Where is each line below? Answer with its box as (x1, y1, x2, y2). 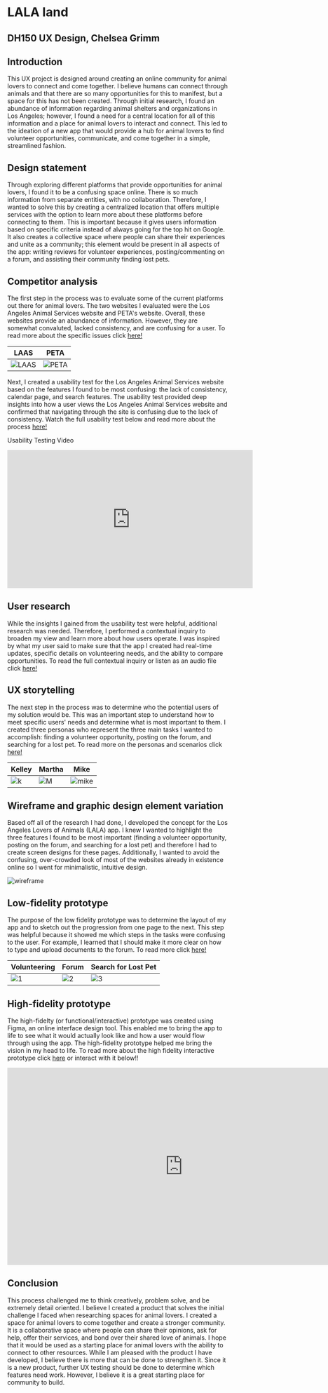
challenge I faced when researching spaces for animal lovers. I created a (7, 1311, 217, 1319)
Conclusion (7, 1277, 59, 1289)
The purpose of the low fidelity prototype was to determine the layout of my (7, 916, 226, 924)
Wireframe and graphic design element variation (7, 800, 224, 812)
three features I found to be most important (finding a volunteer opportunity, (7, 833, 227, 842)
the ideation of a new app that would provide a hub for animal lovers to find (7, 127, 224, 135)
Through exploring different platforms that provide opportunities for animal (7, 180, 223, 189)
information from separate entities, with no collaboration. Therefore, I (7, 196, 207, 204)
